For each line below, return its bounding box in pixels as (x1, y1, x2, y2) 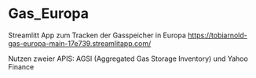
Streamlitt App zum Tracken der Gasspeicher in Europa (8, 30, 187, 40)
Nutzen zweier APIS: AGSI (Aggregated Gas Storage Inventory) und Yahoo (8, 54, 249, 63)
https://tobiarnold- (188, 30, 247, 40)
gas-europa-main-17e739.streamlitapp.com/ (8, 38, 152, 48)
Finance (8, 62, 35, 71)
